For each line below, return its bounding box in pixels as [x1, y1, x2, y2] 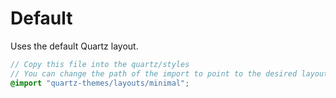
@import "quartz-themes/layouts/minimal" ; [10, 78, 190, 88]
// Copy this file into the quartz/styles [10, 59, 190, 69]
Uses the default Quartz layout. [10, 40, 139, 52]
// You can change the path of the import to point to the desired [10, 68, 298, 79]
